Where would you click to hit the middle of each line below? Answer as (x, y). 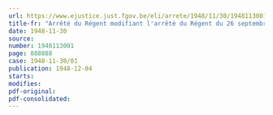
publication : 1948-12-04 (50, 69)
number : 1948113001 (41, 46)
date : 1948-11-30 (38, 31)
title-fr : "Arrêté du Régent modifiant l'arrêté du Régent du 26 (121, 23)
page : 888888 (30, 53)
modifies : (25, 83)
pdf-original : (32, 91)
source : (22, 38)
